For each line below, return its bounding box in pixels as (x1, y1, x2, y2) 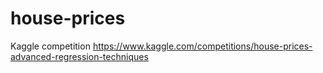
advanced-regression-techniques (10, 50, 149, 62)
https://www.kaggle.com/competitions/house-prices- (92, 40, 313, 52)
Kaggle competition (10, 40, 91, 52)
